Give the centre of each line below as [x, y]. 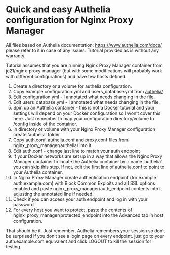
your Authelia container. [38, 172]
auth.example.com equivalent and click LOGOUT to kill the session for [78, 241]
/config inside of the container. [45, 124]
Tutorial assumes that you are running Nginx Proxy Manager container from [84, 65]
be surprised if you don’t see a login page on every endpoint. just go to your [85, 236]
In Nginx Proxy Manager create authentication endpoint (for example [84, 177]
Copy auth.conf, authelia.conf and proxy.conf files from [71, 140]
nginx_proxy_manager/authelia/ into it [52, 145]
